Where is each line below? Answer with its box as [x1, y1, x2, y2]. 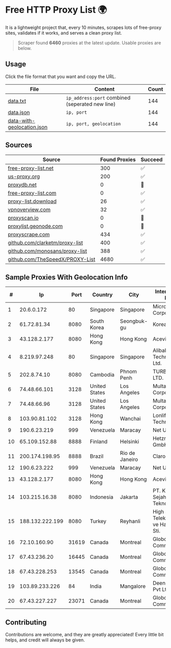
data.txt [8, 97, 26, 105]
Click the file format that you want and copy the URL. [5, 73, 116, 80]
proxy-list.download [8, 197, 57, 204]
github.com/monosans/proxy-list [8, 247, 88, 254]
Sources [5, 141, 33, 149]
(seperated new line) [66, 100, 116, 108]
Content [94, 85, 115, 92]
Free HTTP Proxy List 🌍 [5, 4, 107, 16]
